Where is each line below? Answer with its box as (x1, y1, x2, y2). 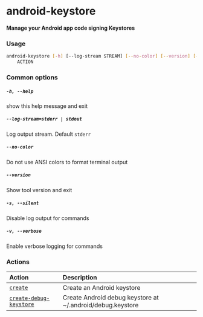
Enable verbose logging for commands (6, 242, 103, 250)
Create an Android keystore (62, 284, 141, 292)
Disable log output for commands (6, 214, 89, 222)
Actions (6, 258, 30, 266)
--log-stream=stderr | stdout (6, 116, 83, 122)
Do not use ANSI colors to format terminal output (6, 158, 128, 165)
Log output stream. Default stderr (6, 130, 91, 138)
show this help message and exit (6, 102, 88, 110)
